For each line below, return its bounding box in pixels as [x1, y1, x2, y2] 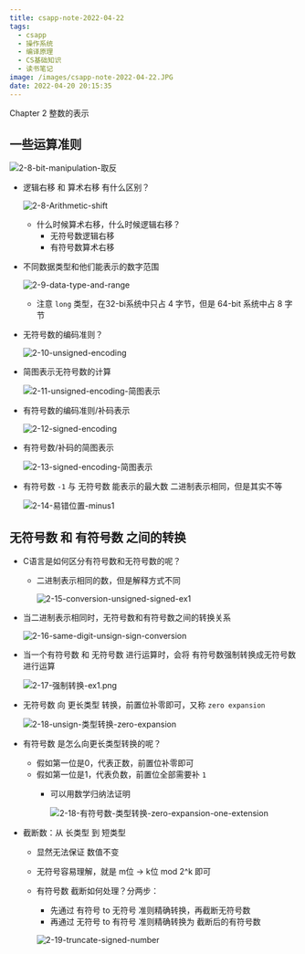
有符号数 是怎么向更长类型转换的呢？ [22, 739, 162, 750]
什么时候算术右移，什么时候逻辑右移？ [36, 219, 181, 230]
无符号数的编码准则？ [22, 330, 103, 341]
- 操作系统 [17, 38, 54, 48]
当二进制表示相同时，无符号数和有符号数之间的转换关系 [22, 613, 231, 624]
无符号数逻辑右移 [49, 230, 115, 242]
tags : [9, 22, 30, 31]
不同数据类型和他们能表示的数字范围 [22, 261, 160, 272]
